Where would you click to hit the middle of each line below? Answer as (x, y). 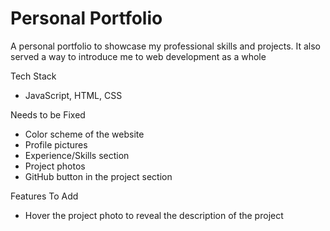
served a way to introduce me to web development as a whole (138, 56)
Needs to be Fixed (48, 114)
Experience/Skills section (77, 155)
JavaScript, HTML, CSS (73, 95)
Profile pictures (56, 144)
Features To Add (44, 196)
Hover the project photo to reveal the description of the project (154, 215)
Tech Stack (33, 76)
